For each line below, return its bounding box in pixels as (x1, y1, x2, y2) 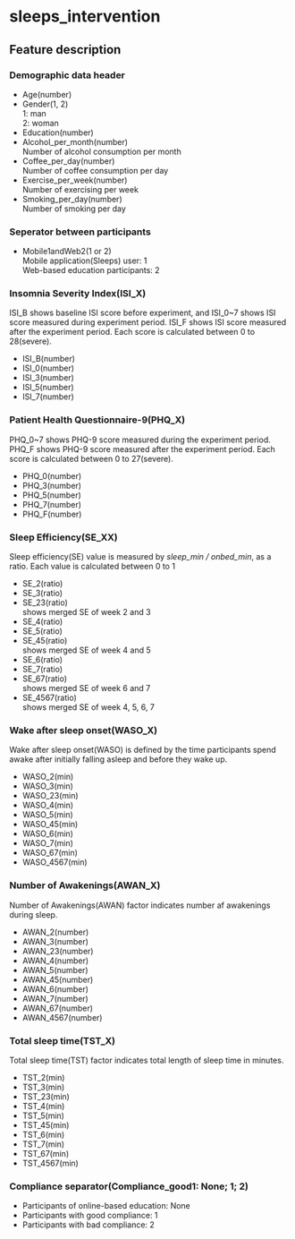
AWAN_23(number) (21, 945, 94, 956)
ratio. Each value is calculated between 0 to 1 (9, 561, 176, 572)
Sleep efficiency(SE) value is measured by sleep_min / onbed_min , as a (9, 551, 272, 562)
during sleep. (9, 909, 58, 919)
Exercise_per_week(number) (21, 175, 128, 185)
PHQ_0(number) (21, 470, 82, 481)
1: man (21, 107, 46, 118)
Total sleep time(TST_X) (9, 1034, 116, 1047)
